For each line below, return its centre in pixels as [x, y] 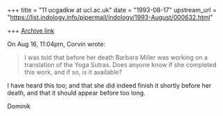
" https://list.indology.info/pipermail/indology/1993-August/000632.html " [110, 17]
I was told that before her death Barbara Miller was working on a [116, 57]
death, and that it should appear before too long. [76, 93]
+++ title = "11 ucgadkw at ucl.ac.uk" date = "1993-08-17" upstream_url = [112, 10]
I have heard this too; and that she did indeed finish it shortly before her [109, 85]
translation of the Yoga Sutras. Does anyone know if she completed [120, 65]
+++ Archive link [31, 31]
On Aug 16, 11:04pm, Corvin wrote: [56, 44]
